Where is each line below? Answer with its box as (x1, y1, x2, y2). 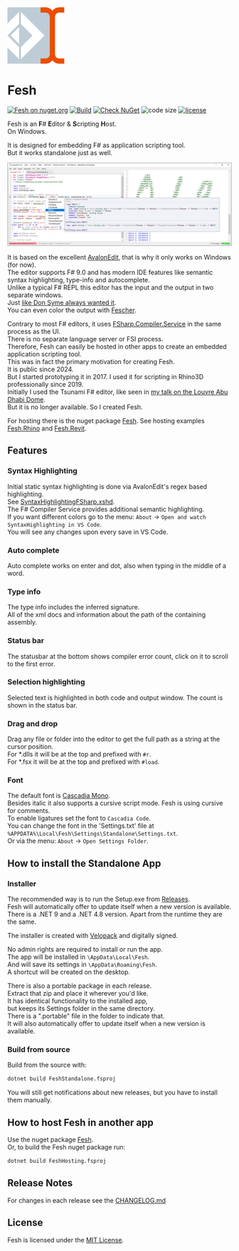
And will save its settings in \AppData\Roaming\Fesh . (7, 960, 158, 969)
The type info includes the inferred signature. (7, 603, 140, 612)
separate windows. (7, 290, 63, 299)
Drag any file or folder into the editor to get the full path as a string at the (7, 735, 221, 743)
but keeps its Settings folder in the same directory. (7, 1004, 155, 1013)
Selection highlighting (7, 677, 85, 687)
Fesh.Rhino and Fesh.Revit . (7, 424, 87, 432)
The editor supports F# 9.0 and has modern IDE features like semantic (7, 267, 213, 277)
